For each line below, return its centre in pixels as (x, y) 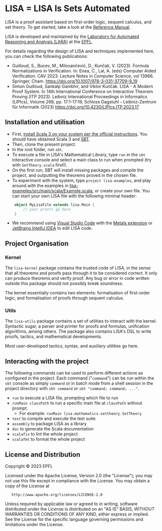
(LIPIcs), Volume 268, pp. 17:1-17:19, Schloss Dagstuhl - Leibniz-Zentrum (84, 102)
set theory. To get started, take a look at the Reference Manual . (68, 27)
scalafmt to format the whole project (48, 439)
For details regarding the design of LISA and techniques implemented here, (80, 51)
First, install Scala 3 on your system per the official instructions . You (80, 134)
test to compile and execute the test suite (54, 419)
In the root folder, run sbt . (38, 149)
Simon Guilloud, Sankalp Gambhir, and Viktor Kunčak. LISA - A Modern (82, 86)
